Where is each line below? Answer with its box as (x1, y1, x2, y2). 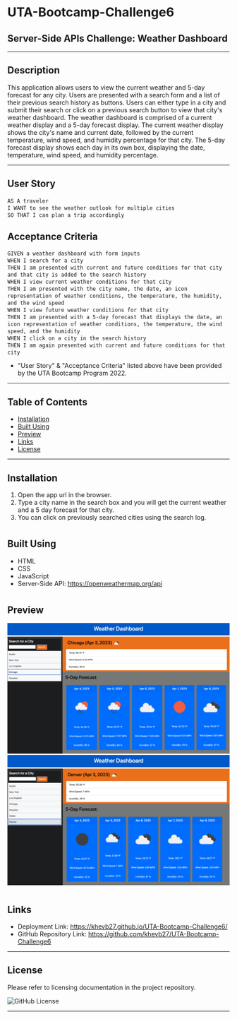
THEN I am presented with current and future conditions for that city (7, 264, 222, 272)
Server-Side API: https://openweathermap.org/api (17, 579, 163, 588)
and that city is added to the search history (7, 271, 147, 279)
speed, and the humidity (7, 328, 80, 335)
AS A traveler (7, 197, 49, 205)
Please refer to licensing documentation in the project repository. (7, 983, 196, 991)
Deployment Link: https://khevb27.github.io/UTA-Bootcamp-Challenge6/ (17, 922, 228, 931)
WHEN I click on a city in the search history (7, 335, 147, 342)
